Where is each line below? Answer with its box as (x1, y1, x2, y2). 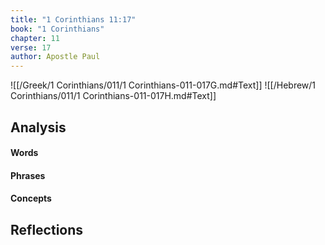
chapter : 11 (10, 33, 60, 43)
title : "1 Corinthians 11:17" (10, 14, 137, 25)
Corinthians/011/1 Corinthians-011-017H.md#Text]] (10, 90, 217, 102)
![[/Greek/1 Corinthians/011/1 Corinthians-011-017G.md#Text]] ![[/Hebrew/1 (10, 79, 317, 91)
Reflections (10, 221, 84, 238)
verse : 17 (10, 42, 52, 53)
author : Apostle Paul (10, 52, 101, 62)
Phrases (10, 169, 46, 181)
